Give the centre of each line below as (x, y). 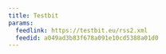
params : (21, 23)
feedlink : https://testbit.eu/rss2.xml (82, 30)
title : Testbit (34, 15)
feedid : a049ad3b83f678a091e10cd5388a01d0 (87, 38)
